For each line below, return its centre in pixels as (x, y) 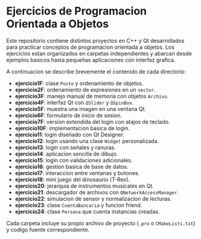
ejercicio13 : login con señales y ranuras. (65, 147)
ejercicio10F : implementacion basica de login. (72, 128)
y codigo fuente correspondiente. (48, 229)
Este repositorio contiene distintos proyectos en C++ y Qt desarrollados (95, 40)
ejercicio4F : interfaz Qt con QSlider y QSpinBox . (74, 102)
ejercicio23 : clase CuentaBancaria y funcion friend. (78, 205)
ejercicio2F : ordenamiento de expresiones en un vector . (85, 89)
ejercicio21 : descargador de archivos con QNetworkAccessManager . (97, 192)
